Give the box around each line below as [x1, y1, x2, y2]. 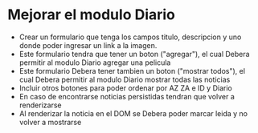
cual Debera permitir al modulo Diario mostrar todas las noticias [18, 75, 231, 84]
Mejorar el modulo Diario [7, 6, 176, 24]
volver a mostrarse [18, 117, 82, 127]
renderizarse [18, 100, 62, 110]
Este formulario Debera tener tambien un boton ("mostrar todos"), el [18, 66, 246, 75]
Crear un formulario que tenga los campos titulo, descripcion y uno [18, 32, 242, 42]
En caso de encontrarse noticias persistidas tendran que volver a [18, 91, 235, 101]
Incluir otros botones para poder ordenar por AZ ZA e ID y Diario [18, 83, 232, 93]
